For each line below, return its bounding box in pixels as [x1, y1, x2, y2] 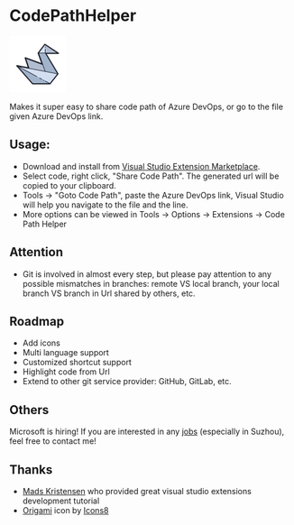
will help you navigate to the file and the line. [22, 199, 188, 210]
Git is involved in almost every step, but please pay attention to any [22, 268, 272, 280]
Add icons [22, 337, 60, 348]
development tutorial [22, 495, 100, 506]
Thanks [9, 462, 53, 477]
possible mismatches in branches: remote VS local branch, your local [22, 278, 280, 289]
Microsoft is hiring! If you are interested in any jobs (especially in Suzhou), [9, 426, 285, 437]
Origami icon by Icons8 [22, 505, 109, 515]
